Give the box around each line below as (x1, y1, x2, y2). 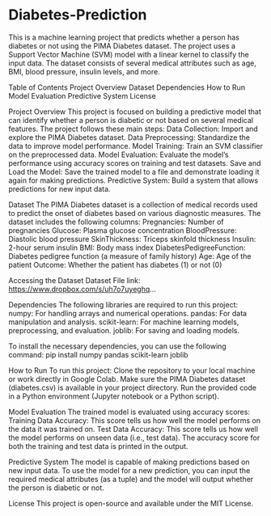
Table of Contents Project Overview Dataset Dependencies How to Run (8, 82, 245, 92)
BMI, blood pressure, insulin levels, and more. (8, 66, 160, 76)
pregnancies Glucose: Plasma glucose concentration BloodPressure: (8, 225, 237, 235)
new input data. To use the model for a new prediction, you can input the (8, 465, 251, 475)
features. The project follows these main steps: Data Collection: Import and (8, 124, 259, 133)
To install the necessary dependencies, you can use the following (8, 341, 227, 351)
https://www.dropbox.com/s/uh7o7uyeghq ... (8, 284, 156, 294)
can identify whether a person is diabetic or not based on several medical (8, 115, 253, 125)
